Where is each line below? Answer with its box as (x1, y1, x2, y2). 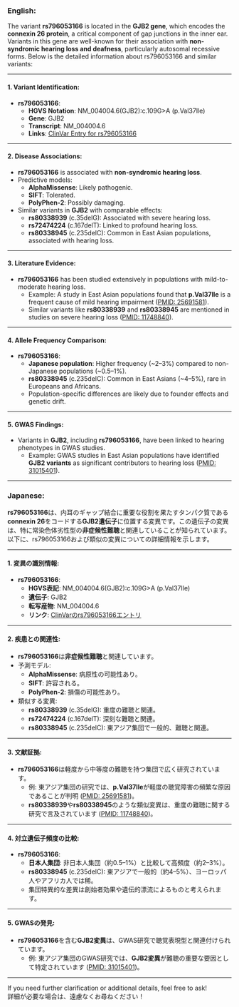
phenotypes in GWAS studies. (17, 444, 105, 452)
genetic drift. (28, 397, 66, 406)
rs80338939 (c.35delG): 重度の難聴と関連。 (28, 705, 160, 715)
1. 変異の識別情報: (7, 559, 60, 568)
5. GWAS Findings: (7, 420, 64, 429)
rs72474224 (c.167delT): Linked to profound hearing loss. (28, 220, 198, 230)
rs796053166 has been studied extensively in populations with (17, 275, 203, 283)
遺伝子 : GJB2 (28, 593, 68, 601)
